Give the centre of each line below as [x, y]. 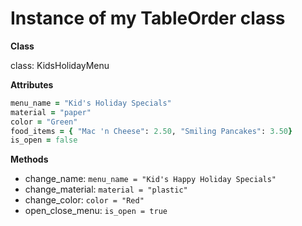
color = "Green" [44, 122]
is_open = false [44, 140]
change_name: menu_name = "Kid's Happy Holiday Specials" [150, 179]
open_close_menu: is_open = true [96, 211]
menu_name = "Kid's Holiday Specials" [91, 103]
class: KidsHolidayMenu [60, 65]
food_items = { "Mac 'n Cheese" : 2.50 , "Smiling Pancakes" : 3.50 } [151, 131]
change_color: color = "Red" [84, 200]
